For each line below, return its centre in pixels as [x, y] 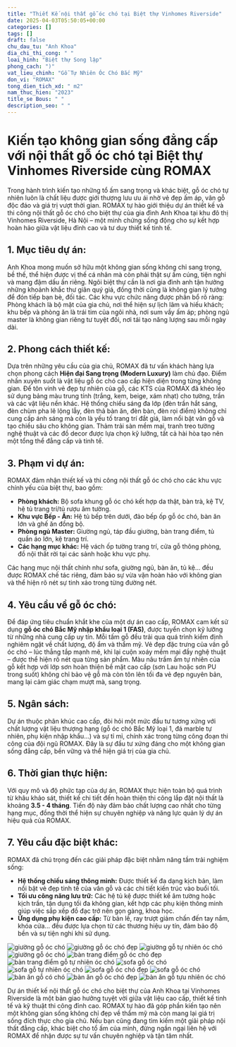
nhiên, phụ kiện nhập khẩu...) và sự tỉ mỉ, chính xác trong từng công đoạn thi [118, 736]
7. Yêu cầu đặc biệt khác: [63, 843]
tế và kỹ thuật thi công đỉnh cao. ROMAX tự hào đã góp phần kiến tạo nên [114, 1005]
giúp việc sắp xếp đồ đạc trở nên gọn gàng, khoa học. [96, 911]
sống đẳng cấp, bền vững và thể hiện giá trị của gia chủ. [89, 751]
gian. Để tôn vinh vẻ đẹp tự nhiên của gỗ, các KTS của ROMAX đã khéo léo [116, 388]
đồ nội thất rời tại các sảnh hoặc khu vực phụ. [84, 554]
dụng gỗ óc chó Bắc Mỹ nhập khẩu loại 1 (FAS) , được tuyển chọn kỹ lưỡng [115, 630]
